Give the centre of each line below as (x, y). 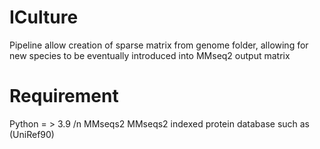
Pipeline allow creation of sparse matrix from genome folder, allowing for (159, 45)
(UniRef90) (32, 134)
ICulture (44, 17)
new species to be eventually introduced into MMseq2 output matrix (150, 55)
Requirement (64, 96)
